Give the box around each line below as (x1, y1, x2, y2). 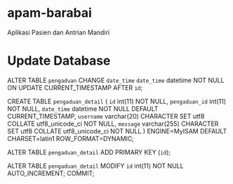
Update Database (7, 53, 111, 69)
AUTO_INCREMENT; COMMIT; (7, 169, 95, 177)
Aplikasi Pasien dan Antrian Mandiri (7, 28, 110, 37)
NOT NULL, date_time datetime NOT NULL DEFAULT (7, 104, 159, 113)
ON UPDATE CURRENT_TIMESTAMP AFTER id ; (7, 83, 143, 92)
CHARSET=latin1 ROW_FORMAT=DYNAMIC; (7, 134, 135, 143)
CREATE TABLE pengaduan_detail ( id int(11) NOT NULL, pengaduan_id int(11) (7, 97, 227, 105)
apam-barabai (7, 5, 93, 21)
